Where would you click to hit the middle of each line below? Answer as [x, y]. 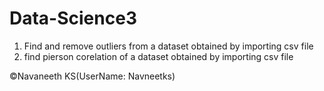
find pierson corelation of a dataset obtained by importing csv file [158, 56]
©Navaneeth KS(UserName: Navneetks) [92, 76]
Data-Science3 [73, 18]
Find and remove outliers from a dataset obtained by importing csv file [168, 46]
